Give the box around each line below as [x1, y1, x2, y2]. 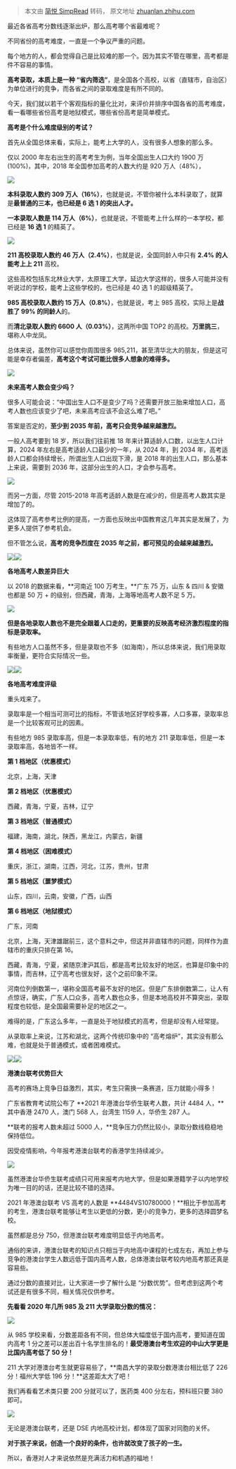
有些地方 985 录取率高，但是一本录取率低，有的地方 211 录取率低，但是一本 [7, 733, 225, 742]
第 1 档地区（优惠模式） [7, 757, 75, 765]
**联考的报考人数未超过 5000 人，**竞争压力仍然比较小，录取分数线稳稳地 [7, 1123, 223, 1131]
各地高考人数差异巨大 [7, 567, 69, 575]
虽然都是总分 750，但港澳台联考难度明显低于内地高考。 [7, 1231, 168, 1239]
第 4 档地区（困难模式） [7, 847, 77, 855]
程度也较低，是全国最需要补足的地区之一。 [7, 1002, 131, 1010]
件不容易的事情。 [7, 61, 57, 69]
